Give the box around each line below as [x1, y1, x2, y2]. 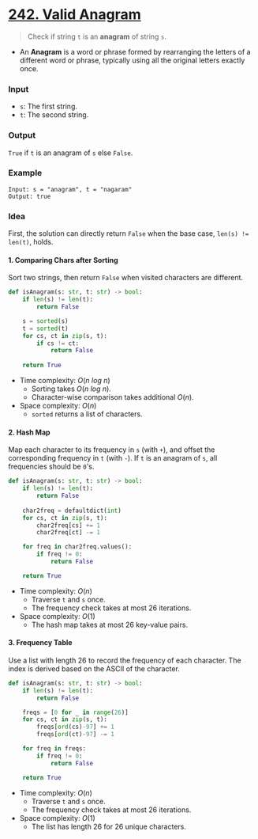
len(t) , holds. [8, 237, 54, 247]
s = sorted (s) [22, 317, 69, 325]
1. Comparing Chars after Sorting [8, 255, 118, 264]
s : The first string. [19, 101, 77, 112]
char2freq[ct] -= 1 [36, 529, 101, 537]
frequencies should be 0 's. [8, 461, 95, 472]
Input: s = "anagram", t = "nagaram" [8, 185, 133, 193]
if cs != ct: [36, 339, 80, 347]
